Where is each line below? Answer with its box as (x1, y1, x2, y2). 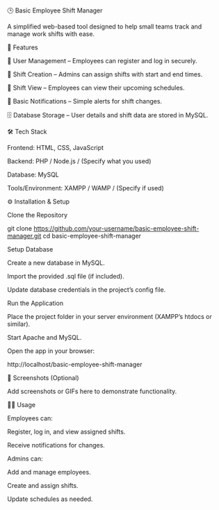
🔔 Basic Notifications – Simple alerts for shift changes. (7, 97, 162, 105)
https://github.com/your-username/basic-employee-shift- (33, 224, 200, 232)
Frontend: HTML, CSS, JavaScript (7, 144, 104, 151)
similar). (7, 320, 31, 328)
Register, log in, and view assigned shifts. (7, 427, 126, 436)
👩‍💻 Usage (7, 401, 36, 409)
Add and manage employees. (7, 468, 92, 476)
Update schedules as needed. (7, 495, 93, 503)
